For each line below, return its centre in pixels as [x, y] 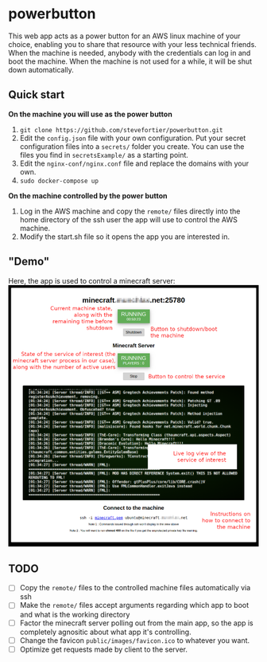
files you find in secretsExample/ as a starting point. [104, 155]
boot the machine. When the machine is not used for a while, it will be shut [130, 61]
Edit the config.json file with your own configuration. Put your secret [133, 138]
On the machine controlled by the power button [88, 195]
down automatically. [41, 69]
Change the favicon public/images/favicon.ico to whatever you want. [135, 640]
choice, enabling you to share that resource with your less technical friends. [132, 44]
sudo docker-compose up [59, 181]
